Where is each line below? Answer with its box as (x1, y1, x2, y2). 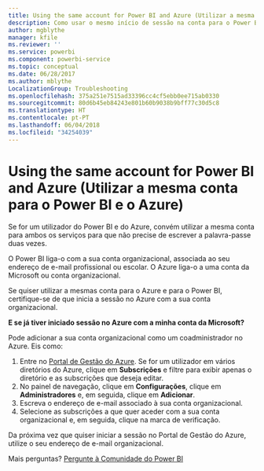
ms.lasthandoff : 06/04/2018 (8, 121, 101, 129)
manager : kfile (8, 33, 58, 42)
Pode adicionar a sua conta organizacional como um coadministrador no (8, 333, 244, 342)
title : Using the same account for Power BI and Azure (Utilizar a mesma (8, 11, 255, 20)
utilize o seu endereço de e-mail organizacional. (8, 438, 164, 448)
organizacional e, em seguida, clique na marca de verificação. (19, 414, 221, 425)
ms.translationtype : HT (8, 107, 86, 115)
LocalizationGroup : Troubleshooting (8, 84, 128, 93)
